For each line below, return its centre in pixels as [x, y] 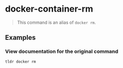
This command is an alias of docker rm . [57, 22]
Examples [20, 38]
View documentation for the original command [62, 51]
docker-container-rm [49, 9]
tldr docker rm [21, 62]
